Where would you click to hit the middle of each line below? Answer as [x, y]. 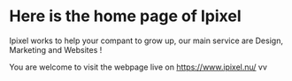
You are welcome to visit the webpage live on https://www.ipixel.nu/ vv [138, 67]
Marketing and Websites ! [56, 49]
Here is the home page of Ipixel [125, 16]
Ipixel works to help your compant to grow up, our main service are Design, [146, 40]
